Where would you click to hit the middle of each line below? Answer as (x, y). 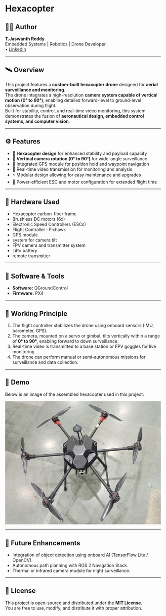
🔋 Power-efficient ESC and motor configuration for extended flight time (84, 182)
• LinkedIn (16, 49)
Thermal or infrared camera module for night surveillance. (71, 571)
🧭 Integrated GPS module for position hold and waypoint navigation (81, 164)
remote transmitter (31, 256)
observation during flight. (31, 105)
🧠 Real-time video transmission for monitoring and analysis (72, 169)
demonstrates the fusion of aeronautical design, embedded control (75, 116)
